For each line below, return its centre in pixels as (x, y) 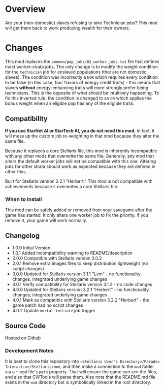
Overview (25, 9)
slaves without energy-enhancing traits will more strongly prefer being (77, 88)
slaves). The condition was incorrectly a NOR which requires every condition (82, 77)
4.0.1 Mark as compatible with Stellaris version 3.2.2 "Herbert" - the (81, 300)
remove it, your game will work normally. (46, 220)
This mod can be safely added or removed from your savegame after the (79, 210)
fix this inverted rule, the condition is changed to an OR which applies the (78, 98)
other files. (16, 171)
